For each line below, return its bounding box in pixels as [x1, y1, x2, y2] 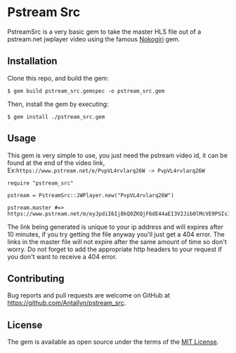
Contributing [7, 272, 65, 284]
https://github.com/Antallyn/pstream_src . [7, 299, 126, 307]
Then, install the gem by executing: [7, 100, 109, 108]
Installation [7, 55, 58, 67]
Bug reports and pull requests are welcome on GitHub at [7, 291, 171, 300]
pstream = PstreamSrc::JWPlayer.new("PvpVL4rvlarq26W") [7, 192, 174, 199]
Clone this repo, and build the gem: [7, 74, 109, 82]
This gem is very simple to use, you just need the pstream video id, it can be [7, 151, 228, 159]
